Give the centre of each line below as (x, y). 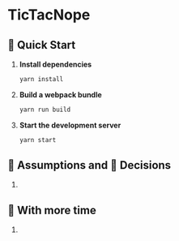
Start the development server (70, 125)
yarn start (38, 140)
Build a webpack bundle (60, 94)
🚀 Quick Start (42, 45)
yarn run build (45, 110)
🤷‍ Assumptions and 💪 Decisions (89, 165)
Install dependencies (55, 64)
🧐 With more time (52, 210)
